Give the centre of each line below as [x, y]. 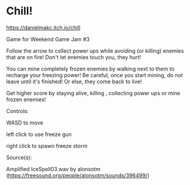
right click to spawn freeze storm [47, 145]
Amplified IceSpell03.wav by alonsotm [53, 169]
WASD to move [25, 122]
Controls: [17, 111]
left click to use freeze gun [39, 134]
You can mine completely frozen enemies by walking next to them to [91, 69]
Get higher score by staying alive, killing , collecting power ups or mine [93, 93]
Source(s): [19, 157]
